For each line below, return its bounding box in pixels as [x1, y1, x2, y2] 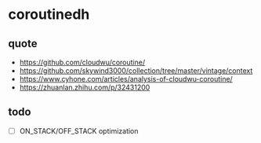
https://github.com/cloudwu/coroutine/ [19, 57, 146, 67]
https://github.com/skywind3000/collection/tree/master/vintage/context [19, 66, 253, 75]
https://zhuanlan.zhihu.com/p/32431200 [19, 82, 150, 92]
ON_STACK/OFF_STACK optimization [19, 126, 139, 135]
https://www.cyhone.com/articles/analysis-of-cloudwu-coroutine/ [19, 75, 233, 83]
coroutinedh [8, 5, 90, 24]
